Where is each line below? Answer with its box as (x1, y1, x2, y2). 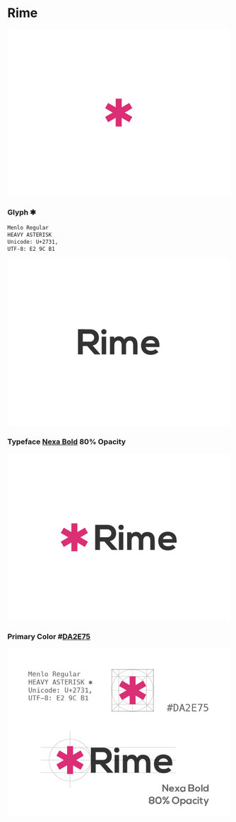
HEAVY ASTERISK (7, 232, 52, 239)
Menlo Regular (7, 225, 49, 232)
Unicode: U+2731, (7, 239, 59, 246)
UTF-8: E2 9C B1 (7, 246, 55, 253)
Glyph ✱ (7, 207, 37, 217)
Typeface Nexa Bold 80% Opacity (7, 437, 126, 447)
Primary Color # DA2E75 (7, 632, 90, 642)
